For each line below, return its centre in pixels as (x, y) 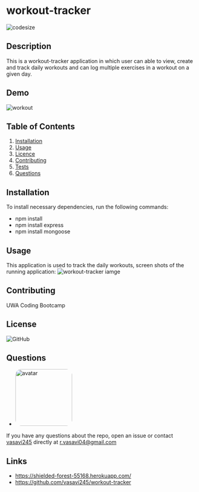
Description (29, 46)
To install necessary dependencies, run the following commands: (87, 207)
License (21, 324)
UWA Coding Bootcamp (36, 305)
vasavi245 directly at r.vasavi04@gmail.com (61, 442)
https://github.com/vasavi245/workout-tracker (73, 482)
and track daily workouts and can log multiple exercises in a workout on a (98, 67)
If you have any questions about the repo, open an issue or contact (90, 436)
